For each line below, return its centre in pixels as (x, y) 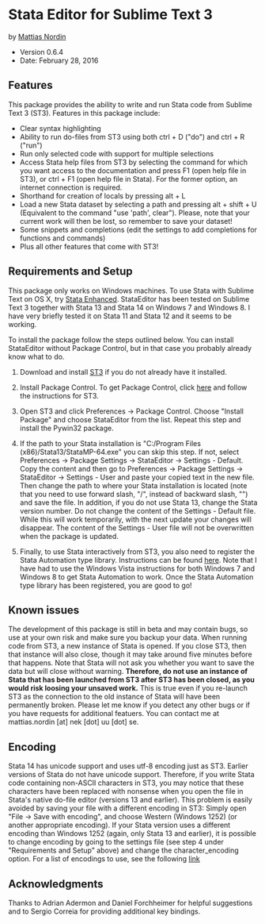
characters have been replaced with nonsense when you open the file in (126, 791)
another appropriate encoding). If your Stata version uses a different (119, 825)
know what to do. (36, 356)
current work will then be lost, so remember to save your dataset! (126, 221)
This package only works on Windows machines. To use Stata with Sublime (131, 291)
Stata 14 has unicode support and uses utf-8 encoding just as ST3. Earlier (129, 766)
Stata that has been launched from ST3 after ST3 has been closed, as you (132, 680)
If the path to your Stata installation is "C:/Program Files (110, 443)
